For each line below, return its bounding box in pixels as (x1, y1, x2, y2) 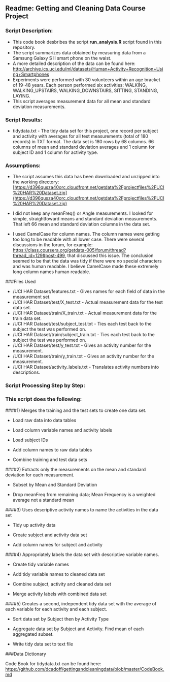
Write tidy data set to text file (12, 641, 74, 647)
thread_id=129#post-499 (12, 252, 65, 258)
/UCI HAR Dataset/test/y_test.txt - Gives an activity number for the (12, 342, 151, 348)
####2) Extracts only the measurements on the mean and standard (5, 466, 146, 472)
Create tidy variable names (12, 561, 70, 567)
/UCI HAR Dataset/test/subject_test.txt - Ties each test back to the (12, 321, 152, 327)
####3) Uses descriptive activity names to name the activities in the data (5, 506, 158, 512)
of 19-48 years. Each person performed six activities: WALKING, (12, 82, 147, 88)
